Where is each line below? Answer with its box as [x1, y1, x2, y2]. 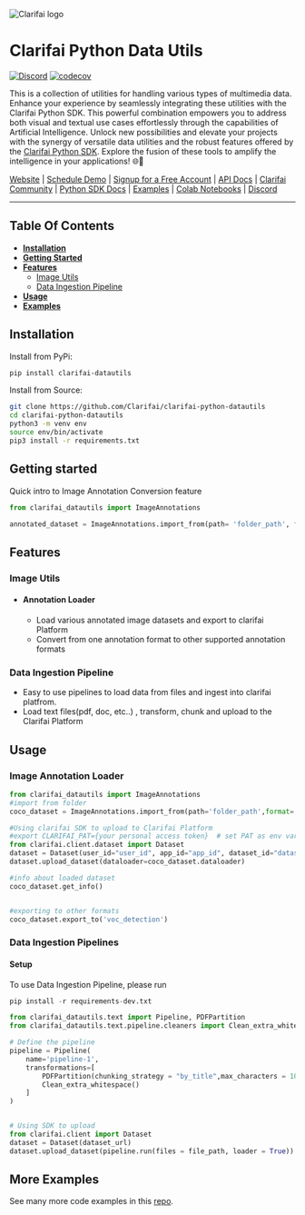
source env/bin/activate [9, 428, 103, 437]
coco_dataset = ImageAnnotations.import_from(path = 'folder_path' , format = [9, 807, 295, 816]
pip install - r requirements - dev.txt [9, 996, 152, 1006]
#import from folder [9, 798, 88, 808]
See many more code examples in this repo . [9, 1196, 174, 1207]
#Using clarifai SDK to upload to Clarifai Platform [9, 823, 213, 832]
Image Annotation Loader [9, 769, 124, 782]
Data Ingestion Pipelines [9, 936, 120, 949]
